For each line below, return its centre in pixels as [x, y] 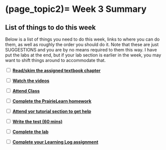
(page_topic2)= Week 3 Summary [76, 9]
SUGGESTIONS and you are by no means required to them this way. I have [81, 50]
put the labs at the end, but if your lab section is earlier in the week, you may [83, 55]
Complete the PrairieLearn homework [52, 101]
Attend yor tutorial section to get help [52, 111]
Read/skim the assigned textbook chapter [56, 71]
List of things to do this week [51, 27]
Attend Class [26, 91]
